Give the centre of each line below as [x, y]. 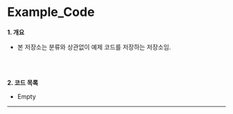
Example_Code [51, 12]
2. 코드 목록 [23, 82]
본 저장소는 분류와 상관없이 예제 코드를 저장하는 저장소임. [94, 47]
